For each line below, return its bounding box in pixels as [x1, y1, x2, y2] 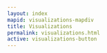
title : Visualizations [7, 23, 72, 30]
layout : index [7, 10, 48, 17]
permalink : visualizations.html [7, 29, 100, 36]
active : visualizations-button [7, 36, 97, 43]
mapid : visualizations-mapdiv [7, 17, 95, 23]
